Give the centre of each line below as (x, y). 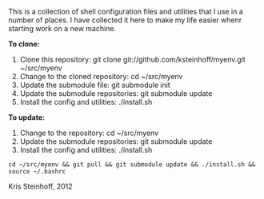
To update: (27, 117)
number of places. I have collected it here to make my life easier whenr (125, 20)
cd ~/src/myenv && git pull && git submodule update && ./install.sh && (132, 165)
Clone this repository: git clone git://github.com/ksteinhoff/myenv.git (132, 60)
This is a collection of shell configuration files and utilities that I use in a (126, 12)
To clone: (24, 44)
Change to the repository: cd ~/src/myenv (89, 133)
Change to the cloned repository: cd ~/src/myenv (101, 76)
